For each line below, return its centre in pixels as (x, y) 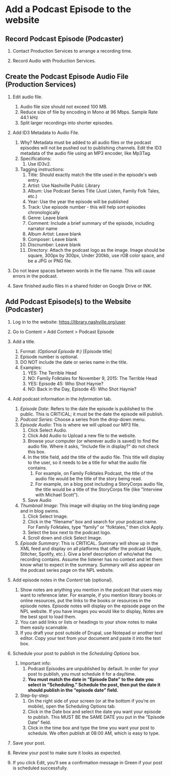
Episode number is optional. (49, 357)
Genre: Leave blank (48, 218)
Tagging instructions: (42, 169)
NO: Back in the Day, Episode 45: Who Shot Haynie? (82, 389)
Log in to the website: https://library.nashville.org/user (69, 322)
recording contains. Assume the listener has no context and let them (91, 559)
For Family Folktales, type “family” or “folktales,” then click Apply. (96, 527)
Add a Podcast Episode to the (68, 9)
